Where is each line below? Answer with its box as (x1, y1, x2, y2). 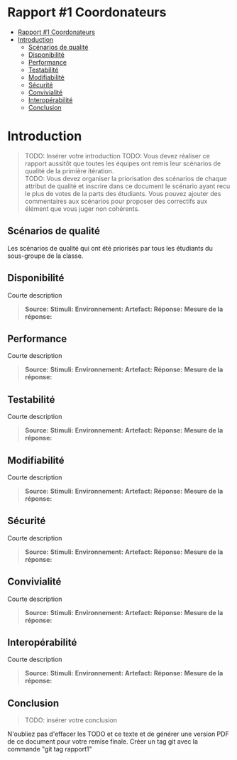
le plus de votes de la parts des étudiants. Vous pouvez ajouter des (24, 189, 221, 197)
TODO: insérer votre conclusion (24, 716, 118, 724)
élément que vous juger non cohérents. (24, 204, 140, 213)
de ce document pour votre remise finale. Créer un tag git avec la (7, 737, 199, 746)
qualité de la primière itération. (24, 166, 114, 175)
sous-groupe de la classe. (7, 251, 84, 260)
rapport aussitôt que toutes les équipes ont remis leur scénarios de (24, 159, 221, 168)
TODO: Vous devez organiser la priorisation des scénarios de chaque (24, 174, 227, 183)
